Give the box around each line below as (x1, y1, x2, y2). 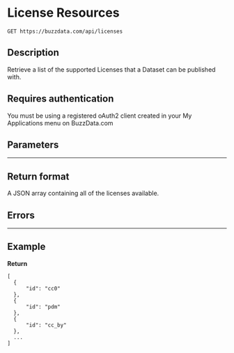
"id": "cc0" (25, 285, 61, 292)
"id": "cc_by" (25, 322, 68, 329)
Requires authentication (7, 93, 114, 105)
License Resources (7, 5, 120, 21)
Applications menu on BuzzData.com (7, 118, 114, 127)
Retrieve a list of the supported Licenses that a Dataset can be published (7, 65, 216, 74)
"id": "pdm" (25, 303, 61, 311)
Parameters (7, 139, 59, 150)
